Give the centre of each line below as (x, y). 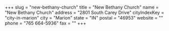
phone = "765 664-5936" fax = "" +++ (46, 23)
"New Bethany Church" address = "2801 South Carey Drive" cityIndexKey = (84, 12)
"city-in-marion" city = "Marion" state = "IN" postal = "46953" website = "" (84, 18)
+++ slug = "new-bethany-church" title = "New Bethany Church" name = (82, 7)
